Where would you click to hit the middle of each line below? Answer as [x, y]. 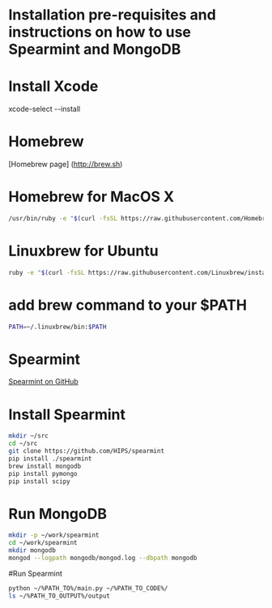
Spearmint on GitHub [43, 382]
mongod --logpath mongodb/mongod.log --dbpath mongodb [103, 558]
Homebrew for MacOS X [91, 197]
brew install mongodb [45, 466]
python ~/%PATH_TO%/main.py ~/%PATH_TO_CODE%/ [88, 588]
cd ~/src [23, 443]
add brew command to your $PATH [127, 305]
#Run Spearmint [36, 573]
